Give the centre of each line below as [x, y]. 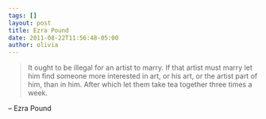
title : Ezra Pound [39, 30]
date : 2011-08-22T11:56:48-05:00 [64, 38]
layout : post [30, 23]
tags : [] [23, 15]
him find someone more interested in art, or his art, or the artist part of [143, 76]
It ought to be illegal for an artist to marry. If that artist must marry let [140, 67]
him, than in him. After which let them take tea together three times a [140, 85]
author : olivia [33, 45]
